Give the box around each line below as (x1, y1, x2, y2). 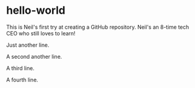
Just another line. (6, 41, 50, 48)
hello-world (6, 4, 66, 17)
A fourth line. (6, 76, 38, 83)
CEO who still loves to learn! (6, 29, 76, 37)
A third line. (6, 64, 35, 72)
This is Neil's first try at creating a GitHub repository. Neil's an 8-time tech (6, 23, 190, 31)
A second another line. (6, 53, 62, 60)
